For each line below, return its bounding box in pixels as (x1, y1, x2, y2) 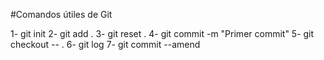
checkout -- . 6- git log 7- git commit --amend (10, 39, 201, 50)
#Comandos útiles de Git (10, 9, 113, 20)
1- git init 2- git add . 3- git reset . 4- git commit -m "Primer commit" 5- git (10, 28, 315, 39)
